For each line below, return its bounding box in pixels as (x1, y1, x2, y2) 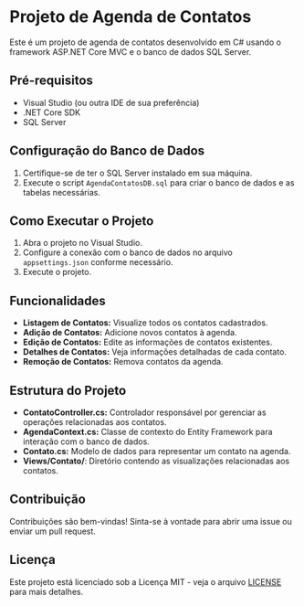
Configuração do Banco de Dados (9, 144, 205, 159)
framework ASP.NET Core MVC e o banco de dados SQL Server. (9, 46, 252, 57)
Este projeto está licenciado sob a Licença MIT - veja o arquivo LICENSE (9, 576, 282, 587)
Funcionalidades (9, 292, 107, 308)
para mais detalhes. (9, 586, 84, 597)
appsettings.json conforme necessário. (22, 257, 173, 268)
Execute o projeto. (22, 267, 92, 278)
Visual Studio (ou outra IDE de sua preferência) (22, 97, 200, 108)
